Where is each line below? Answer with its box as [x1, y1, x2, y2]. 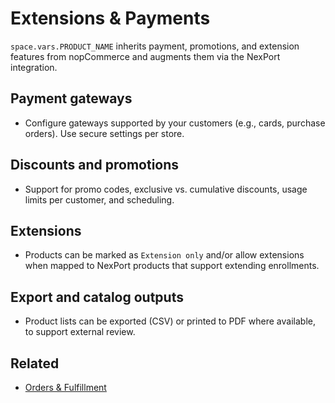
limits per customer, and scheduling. [24, 193, 175, 206]
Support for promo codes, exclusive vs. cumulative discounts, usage [24, 183, 308, 195]
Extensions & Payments [10, 7, 211, 30]
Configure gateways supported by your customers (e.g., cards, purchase [24, 117, 326, 129]
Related [10, 355, 60, 372]
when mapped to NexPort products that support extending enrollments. [24, 260, 320, 272]
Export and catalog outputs [10, 288, 184, 306]
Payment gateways [10, 90, 133, 107]
